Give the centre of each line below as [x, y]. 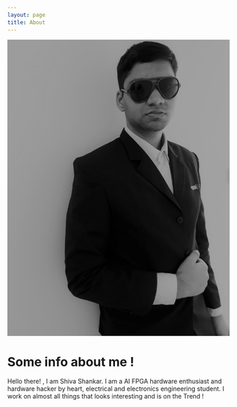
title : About [26, 22]
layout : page [26, 15]
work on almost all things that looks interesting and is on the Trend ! [106, 396]
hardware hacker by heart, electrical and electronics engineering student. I [116, 389]
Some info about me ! [71, 362]
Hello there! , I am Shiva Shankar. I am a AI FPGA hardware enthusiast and [115, 382]
